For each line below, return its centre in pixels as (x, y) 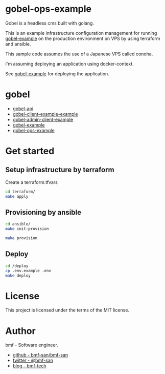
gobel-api (23, 109)
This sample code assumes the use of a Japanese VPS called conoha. (79, 54)
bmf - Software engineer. (32, 345)
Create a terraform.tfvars (31, 182)
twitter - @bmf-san (33, 360)
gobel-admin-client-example (43, 119)
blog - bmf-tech (29, 366)
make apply (17, 196)
